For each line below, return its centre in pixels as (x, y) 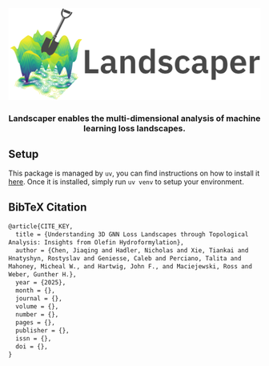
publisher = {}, (42, 331)
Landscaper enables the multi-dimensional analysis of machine (134, 118)
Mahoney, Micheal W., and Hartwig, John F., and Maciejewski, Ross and (130, 267)
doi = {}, (32, 347)
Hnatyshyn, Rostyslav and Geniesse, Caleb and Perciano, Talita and (125, 259)
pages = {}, (36, 323)
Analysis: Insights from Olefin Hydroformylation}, (96, 243)
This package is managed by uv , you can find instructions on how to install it (134, 173)
